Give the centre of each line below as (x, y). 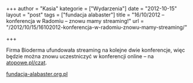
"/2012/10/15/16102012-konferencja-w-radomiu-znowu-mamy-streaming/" (97, 27)
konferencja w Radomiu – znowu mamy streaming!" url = (75, 21)
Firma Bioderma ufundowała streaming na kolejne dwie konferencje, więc (96, 50)
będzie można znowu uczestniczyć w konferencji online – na (80, 56)
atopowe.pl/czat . (27, 62)
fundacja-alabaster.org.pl (37, 74)
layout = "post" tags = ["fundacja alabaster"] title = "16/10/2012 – (85, 15)
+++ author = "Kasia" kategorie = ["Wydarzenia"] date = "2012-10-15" (92, 9)
